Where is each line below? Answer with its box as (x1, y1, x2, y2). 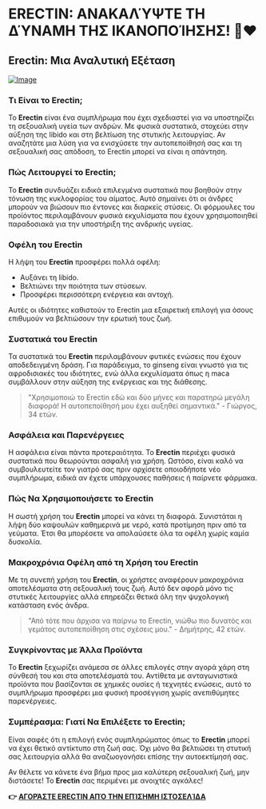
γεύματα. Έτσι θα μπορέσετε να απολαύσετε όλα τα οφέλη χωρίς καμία (8, 528, 249, 538)
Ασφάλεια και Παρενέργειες (8, 429, 125, 440)
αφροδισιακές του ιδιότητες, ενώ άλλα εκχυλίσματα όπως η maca (8, 369, 230, 378)
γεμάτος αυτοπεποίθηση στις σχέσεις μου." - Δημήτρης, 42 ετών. (27, 624, 246, 634)
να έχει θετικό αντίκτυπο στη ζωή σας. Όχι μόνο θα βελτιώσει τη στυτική (8, 743, 252, 752)
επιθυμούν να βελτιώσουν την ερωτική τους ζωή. (8, 313, 173, 323)
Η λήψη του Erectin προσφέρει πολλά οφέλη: (8, 257, 161, 266)
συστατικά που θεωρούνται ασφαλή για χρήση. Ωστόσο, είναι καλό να (8, 456, 244, 466)
